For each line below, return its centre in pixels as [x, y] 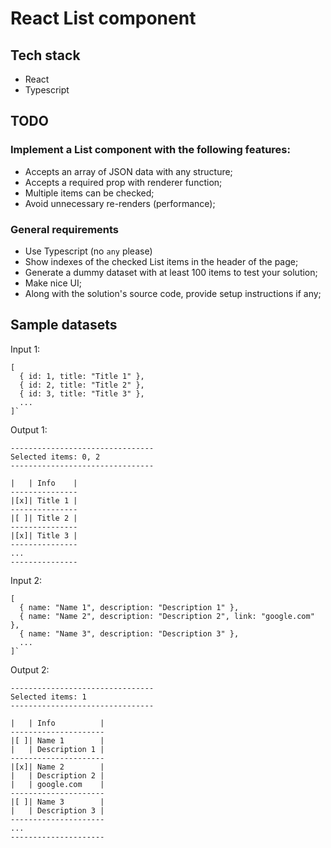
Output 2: [30, 669]
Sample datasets [64, 325]
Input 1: [25, 349]
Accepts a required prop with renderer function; [123, 182]
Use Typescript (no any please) [88, 251]
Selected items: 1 [48, 697]
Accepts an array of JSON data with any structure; [128, 171]
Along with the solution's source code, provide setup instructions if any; [173, 293]
